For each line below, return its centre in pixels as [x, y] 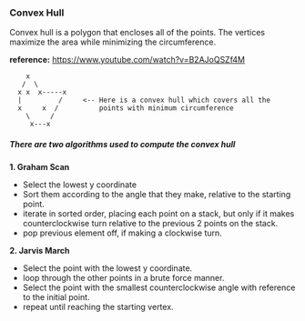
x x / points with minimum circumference [126, 108]
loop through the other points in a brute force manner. [123, 278]
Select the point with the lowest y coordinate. [107, 268]
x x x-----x [42, 93]
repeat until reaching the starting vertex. [98, 307]
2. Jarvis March [40, 251]
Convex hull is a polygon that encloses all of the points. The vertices [137, 33]
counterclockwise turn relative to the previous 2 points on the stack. [150, 224]
